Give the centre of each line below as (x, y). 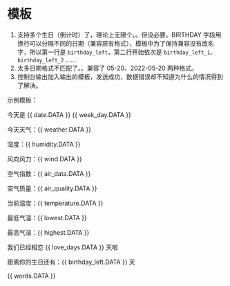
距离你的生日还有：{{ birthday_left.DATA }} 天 (71, 262)
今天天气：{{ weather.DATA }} (49, 129)
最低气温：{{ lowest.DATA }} (47, 217)
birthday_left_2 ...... (47, 60)
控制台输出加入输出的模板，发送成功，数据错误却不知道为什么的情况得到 (120, 76)
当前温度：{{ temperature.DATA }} (55, 203)
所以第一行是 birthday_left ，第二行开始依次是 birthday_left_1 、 (123, 52)
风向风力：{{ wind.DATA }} (45, 159)
